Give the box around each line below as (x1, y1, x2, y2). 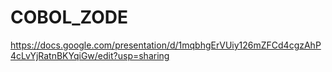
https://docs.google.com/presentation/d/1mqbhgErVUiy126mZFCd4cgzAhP (10, 39, 322, 51)
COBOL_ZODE (10, 6, 129, 29)
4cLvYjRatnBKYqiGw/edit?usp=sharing (10, 49, 170, 61)
